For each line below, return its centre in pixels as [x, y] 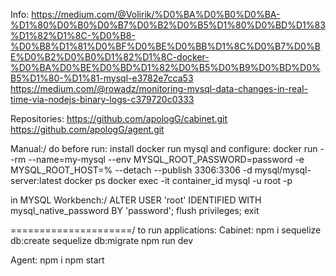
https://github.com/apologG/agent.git [87, 129]
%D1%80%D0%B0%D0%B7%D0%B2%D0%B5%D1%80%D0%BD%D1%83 [168, 25]
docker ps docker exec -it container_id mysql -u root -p [178, 180]
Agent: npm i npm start [57, 260]
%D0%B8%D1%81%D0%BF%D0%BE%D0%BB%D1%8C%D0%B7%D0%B [165, 46]
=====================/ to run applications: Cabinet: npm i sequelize [166, 230]
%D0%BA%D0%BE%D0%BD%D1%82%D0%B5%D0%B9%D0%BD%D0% [165, 67]
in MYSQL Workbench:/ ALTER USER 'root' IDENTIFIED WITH [136, 200]
